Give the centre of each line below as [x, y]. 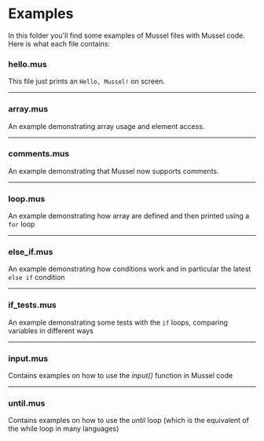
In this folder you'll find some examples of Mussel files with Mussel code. [126, 35]
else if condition [37, 277]
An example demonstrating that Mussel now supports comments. [114, 171]
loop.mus [27, 199]
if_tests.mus [33, 305]
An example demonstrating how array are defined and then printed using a [129, 216]
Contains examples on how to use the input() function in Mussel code [121, 376]
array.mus [28, 109]
